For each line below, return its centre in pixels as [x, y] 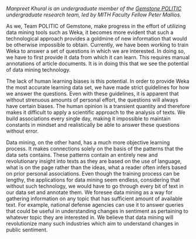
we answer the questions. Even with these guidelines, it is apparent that [92, 94]
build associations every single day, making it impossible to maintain [88, 119]
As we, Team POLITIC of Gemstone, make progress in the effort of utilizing [96, 26]
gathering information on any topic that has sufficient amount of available [94, 198]
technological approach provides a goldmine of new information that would [97, 38]
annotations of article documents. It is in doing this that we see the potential [97, 63]
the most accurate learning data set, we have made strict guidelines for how [98, 87]
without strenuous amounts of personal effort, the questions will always [92, 100]
